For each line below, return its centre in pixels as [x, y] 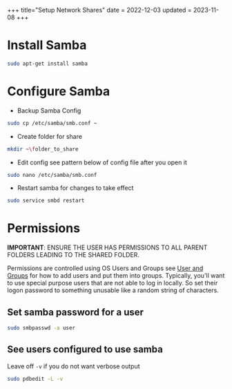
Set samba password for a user [75, 312]
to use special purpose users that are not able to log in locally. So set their [113, 283]
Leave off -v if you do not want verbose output [74, 366]
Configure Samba [59, 91]
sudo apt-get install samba [48, 64]
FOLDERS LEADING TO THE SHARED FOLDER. [74, 255]
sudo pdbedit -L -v [35, 379]
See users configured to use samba [85, 349]
